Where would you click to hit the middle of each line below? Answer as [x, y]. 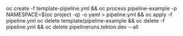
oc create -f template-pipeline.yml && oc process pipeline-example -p [91, 8]
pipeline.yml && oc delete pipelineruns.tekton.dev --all [72, 27]
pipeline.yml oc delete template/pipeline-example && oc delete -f [85, 21]
